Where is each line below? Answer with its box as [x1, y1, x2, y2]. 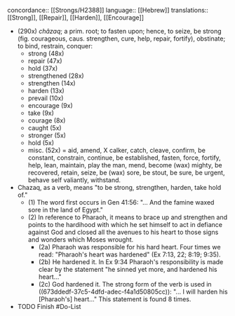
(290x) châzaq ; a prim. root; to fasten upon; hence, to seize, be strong [17, 27, 222, 35]
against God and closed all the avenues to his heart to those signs [27, 228, 219, 236]
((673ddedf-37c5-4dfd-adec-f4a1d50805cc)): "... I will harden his [38, 287, 228, 296]
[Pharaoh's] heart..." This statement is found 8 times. [38, 295, 192, 303]
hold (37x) [27, 64, 58, 72]
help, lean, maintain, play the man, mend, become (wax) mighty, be [27, 161, 222, 169]
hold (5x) [27, 139, 55, 146]
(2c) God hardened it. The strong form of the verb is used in [38, 280, 212, 288]
